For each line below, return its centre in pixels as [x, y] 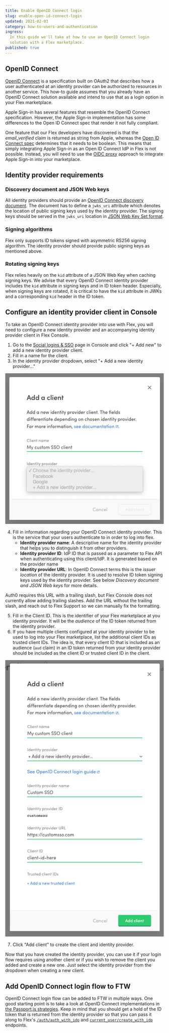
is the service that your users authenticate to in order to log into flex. [83, 537]
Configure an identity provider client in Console [81, 312]
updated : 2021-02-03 [27, 21]
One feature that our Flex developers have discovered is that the [72, 132]
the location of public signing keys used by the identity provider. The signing [84, 211]
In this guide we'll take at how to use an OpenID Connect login [80, 37]
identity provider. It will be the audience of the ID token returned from [84, 621]
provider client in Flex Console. [37, 335]
